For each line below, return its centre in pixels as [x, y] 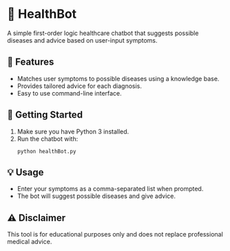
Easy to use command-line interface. [69, 93]
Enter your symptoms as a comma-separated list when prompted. [110, 189]
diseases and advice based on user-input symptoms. [82, 40]
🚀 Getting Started [45, 115]
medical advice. [30, 242]
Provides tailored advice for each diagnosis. [80, 86]
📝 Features [31, 62]
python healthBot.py [46, 151]
